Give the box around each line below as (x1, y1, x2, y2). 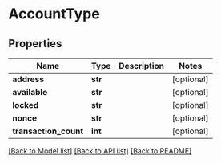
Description (119, 61, 165, 71)
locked (12, 100, 39, 110)
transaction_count (12, 125, 84, 137)
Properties (8, 37, 62, 50)
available (12, 87, 48, 97)
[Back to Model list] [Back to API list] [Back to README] (8, 146, 192, 156)
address (12, 74, 45, 85)
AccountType (8, 5, 100, 23)
